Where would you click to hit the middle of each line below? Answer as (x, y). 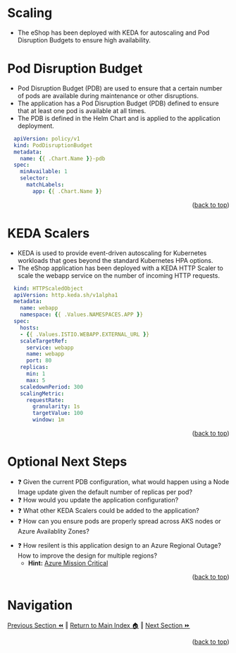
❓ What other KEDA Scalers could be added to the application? (108, 511)
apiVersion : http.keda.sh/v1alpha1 (66, 295)
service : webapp (50, 348)
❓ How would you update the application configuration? (98, 500)
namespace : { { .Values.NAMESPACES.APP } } (81, 315)
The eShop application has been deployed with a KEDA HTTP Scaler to (120, 268)
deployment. (36, 126)
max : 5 (36, 380)
